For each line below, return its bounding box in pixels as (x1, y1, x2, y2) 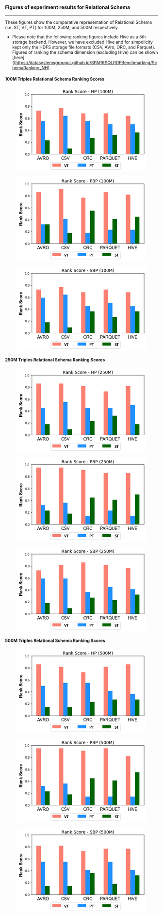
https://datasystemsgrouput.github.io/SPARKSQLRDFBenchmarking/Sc (15, 60, 157, 65)
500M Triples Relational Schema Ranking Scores (5, 638, 105, 644)
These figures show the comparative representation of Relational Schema (5, 19, 152, 25)
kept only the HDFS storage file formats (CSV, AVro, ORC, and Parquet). (12, 44, 156, 50)
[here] (12, 55, 25, 61)
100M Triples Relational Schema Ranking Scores (5, 76, 105, 82)
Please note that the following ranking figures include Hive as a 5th (12, 34, 146, 40)
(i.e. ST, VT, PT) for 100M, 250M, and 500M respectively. (5, 25, 119, 31)
